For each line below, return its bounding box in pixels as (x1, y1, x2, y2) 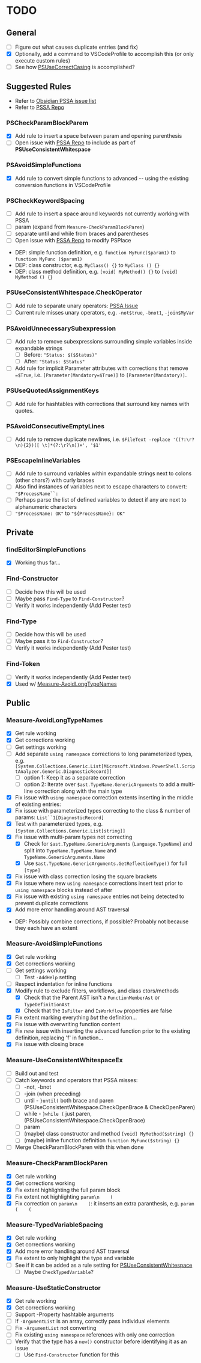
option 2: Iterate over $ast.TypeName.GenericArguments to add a (23, 780, 180, 788)
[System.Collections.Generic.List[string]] (14, 828, 126, 834)
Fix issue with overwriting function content (14, 1021, 121, 1028)
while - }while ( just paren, (23, 1110, 92, 1118)
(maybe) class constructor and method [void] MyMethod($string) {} (23, 1130, 194, 1137)
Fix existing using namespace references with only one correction (14, 1331, 175, 1338)
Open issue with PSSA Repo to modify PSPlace (14, 237, 131, 244)
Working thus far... (14, 559, 61, 566)
